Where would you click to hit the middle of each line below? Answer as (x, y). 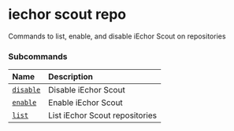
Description (71, 77)
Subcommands (38, 56)
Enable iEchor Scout (86, 103)
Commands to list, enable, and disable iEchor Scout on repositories (117, 36)
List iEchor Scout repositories (103, 115)
